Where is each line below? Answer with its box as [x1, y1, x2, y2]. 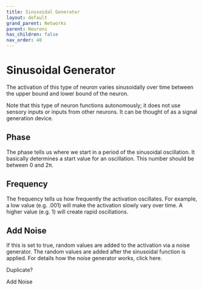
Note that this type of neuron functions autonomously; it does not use [6, 102, 181, 109]
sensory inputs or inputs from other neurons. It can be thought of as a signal [6, 108, 198, 116]
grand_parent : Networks [6, 20, 67, 26]
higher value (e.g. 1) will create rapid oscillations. [6, 208, 129, 215]
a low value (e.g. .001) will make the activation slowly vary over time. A [6, 201, 183, 209]
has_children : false [6, 32, 59, 38]
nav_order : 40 [6, 37, 43, 43]
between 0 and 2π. [6, 161, 53, 168]
